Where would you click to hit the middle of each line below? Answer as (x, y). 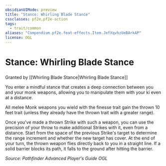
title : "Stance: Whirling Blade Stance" (48, 14)
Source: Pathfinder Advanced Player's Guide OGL (57, 158)
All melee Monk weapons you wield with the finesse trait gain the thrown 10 (83, 107)
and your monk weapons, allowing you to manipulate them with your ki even (83, 92)
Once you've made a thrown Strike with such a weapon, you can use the (80, 122)
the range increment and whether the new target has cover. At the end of (80, 138)
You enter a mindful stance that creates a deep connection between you (79, 87)
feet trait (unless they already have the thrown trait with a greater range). (80, 112)
